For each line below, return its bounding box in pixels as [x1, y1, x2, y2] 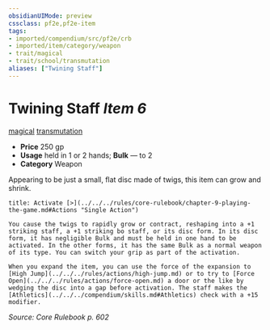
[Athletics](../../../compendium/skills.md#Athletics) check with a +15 [8, 290, 259, 299]
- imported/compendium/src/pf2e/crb [8, 34, 132, 43]
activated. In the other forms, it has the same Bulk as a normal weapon [8, 241, 263, 249]
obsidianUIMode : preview [8, 11, 92, 20]
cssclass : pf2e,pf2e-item [8, 19, 95, 27]
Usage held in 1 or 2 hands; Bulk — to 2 [19, 150, 153, 160]
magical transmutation [8, 126, 83, 136]
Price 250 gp [19, 142, 65, 151]
